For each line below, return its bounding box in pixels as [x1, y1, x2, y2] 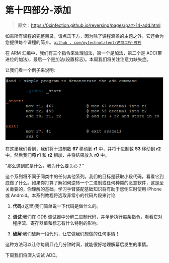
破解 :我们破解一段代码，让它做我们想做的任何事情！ [12, 230, 120, 237]
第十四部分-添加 [5, 5, 71, 16]
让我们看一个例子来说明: [5, 67, 55, 73]
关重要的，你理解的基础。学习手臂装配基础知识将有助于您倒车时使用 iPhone [5, 186, 162, 192]
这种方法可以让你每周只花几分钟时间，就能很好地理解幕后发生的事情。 [5, 241, 151, 247]
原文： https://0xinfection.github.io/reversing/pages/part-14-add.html [17, 22, 161, 28]
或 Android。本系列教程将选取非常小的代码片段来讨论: [5, 192, 117, 198]
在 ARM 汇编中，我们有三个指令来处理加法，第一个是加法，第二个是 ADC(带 [5, 50, 162, 56]
